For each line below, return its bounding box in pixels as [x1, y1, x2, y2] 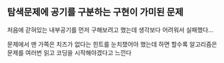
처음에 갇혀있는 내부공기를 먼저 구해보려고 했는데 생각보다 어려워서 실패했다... [7, 26, 214, 34]
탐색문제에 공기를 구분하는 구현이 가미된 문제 [7, 6, 184, 18]
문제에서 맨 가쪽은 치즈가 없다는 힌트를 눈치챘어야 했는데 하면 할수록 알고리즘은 [7, 40, 218, 48]
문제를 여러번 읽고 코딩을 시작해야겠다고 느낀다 [7, 48, 132, 56]
